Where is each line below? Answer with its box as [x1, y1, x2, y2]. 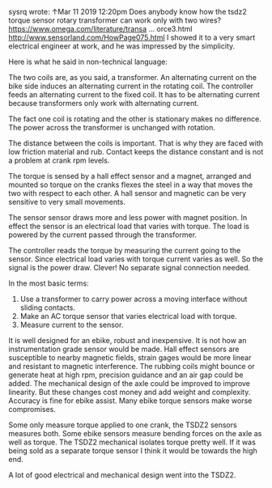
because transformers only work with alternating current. [8, 99, 200, 108]
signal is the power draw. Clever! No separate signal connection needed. [8, 263, 251, 272]
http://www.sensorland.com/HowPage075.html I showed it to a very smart [8, 32, 256, 42]
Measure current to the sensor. [19, 320, 124, 329]
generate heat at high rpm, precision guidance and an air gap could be [8, 370, 244, 380]
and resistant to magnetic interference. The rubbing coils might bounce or [8, 362, 255, 371]
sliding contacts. [19, 303, 75, 312]
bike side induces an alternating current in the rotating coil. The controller [8, 81, 253, 91]
